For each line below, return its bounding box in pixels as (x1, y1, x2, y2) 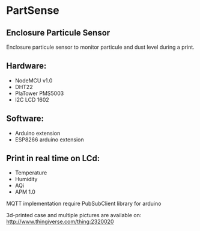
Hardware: (6, 61, 47, 71)
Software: (6, 114, 44, 124)
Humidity (14, 176, 38, 183)
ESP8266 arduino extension (14, 136, 84, 143)
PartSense (6, 4, 60, 17)
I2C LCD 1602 (14, 96, 49, 103)
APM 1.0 (14, 188, 36, 196)
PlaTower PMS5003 (14, 90, 64, 97)
